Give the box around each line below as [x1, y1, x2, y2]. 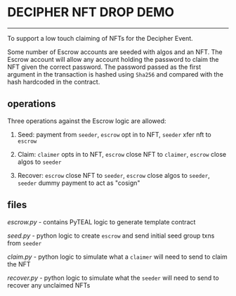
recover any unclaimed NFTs [7, 281, 91, 289]
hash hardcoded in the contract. [7, 77, 100, 86]
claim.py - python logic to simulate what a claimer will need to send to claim [7, 252, 228, 261]
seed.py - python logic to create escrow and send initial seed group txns [7, 231, 215, 240]
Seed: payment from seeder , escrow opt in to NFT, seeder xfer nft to [17, 130, 212, 139]
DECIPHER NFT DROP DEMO [7, 4, 174, 20]
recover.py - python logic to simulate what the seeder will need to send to [7, 274, 219, 282]
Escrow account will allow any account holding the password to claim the [7, 55, 219, 63]
